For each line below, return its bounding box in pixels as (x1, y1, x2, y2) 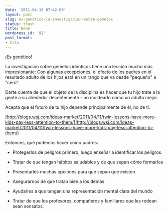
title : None (5, 26, 30, 31)
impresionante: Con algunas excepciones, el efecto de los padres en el (5, 69, 152, 75)
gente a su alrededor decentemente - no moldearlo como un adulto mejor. (5, 94, 158, 100)
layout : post (5, 12, 33, 17)
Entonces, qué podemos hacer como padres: (5, 139, 99, 145)
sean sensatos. (12, 203, 44, 209)
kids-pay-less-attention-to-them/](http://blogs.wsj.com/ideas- (5, 119, 134, 125)
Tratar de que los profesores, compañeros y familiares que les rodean (12, 197, 157, 203)
